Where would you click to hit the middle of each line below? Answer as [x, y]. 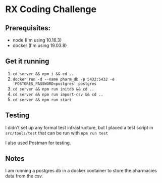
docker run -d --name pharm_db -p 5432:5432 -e [63, 79]
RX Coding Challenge [51, 9]
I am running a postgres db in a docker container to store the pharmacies [81, 171]
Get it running [27, 61]
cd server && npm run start [42, 100]
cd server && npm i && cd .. [43, 74]
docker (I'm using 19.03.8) [40, 45]
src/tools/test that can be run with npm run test [57, 133]
